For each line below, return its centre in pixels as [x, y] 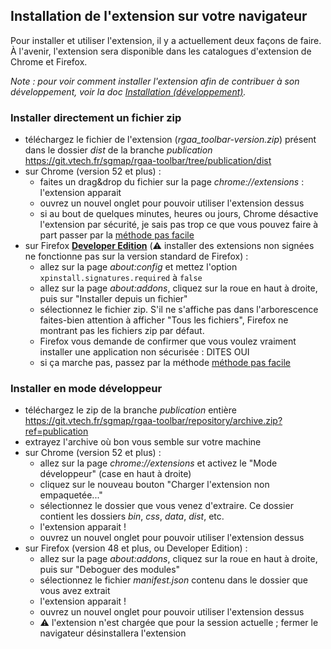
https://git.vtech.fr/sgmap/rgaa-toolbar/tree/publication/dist [148, 161]
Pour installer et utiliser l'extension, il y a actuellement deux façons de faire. [166, 40]
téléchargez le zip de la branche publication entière [130, 410]
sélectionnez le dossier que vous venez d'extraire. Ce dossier [166, 506]
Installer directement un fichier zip [96, 117]
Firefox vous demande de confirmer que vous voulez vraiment [168, 341]
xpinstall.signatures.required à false [121, 278]
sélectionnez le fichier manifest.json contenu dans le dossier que [173, 580]
